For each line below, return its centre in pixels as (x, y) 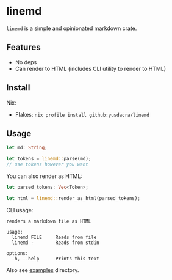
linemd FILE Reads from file (54, 237)
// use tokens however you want (47, 164)
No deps (26, 62)
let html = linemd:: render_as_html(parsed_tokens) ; (73, 198)
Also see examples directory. (43, 270)
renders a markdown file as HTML (49, 221)
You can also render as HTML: (44, 176)
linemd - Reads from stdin (56, 243)
